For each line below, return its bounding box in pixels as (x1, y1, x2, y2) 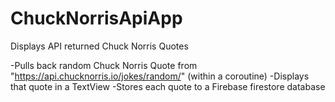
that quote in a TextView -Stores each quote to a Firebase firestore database (10, 80, 326, 92)
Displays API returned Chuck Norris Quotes (10, 40, 189, 52)
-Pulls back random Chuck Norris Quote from (10, 59, 198, 71)
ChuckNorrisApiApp (10, 7, 183, 30)
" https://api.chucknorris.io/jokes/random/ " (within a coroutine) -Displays (10, 70, 310, 82)
